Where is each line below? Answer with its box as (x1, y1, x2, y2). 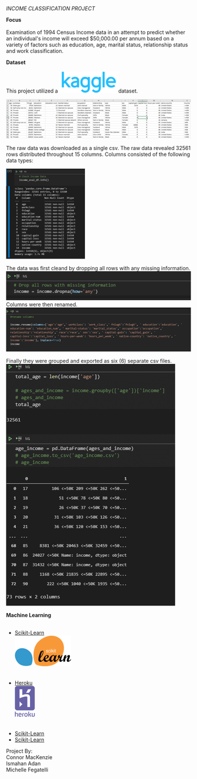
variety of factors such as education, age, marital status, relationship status (6, 41, 189, 48)
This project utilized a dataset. (6, 87, 138, 94)
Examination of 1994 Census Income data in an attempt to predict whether (6, 29, 186, 36)
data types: (6, 157, 33, 164)
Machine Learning (6, 612, 52, 619)
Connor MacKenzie (6, 754, 53, 761)
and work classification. (6, 47, 64, 55)
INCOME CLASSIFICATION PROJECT (6, 5, 96, 12)
